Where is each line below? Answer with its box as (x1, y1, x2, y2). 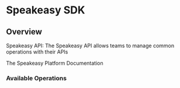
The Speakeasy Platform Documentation (6, 59, 103, 66)
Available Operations (6, 74, 67, 82)
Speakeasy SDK (6, 3, 85, 17)
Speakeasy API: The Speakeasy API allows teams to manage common (6, 42, 174, 49)
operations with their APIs (6, 48, 68, 55)
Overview (6, 27, 43, 37)
